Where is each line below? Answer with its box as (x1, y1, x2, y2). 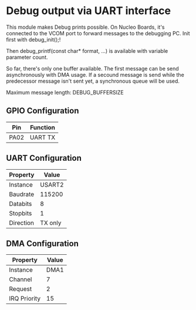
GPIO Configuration (6, 106, 79, 116)
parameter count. (6, 53, 48, 60)
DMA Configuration (6, 238, 79, 248)
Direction (9, 218, 34, 227)
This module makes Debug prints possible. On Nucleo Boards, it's (6, 23, 165, 31)
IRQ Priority (9, 295, 41, 303)
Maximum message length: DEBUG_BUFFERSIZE (6, 89, 124, 96)
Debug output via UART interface (6, 4, 171, 18)
